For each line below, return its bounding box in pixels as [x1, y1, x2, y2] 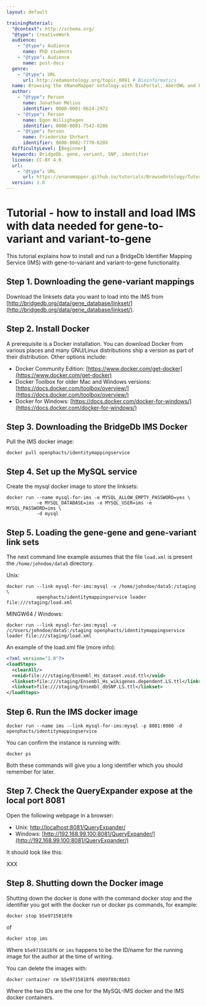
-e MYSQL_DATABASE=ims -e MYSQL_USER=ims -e [36, 500, 152, 506]
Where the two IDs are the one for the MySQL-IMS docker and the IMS [6, 987, 185, 994]
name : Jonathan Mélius [22, 100, 81, 106]
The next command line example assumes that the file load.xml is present [6, 553, 193, 560]
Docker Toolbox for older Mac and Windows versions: [15, 378, 151, 385]
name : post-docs [22, 59, 64, 66]
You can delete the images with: [6, 964, 88, 972]
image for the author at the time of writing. [6, 953, 113, 960]
